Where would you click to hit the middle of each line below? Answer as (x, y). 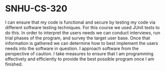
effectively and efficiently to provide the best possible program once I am (80, 59)
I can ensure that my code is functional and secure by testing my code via (80, 22)
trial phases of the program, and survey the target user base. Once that (78, 38)
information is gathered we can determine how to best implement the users (82, 43)
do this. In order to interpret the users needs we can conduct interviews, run (83, 33)
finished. (14, 64)
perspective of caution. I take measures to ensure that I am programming (79, 53)
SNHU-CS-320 (36, 9)
